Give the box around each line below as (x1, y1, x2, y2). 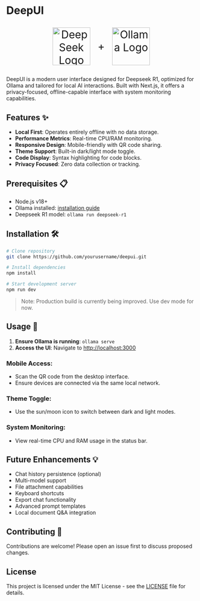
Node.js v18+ (14, 198, 48, 205)
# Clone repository (6, 248, 55, 254)
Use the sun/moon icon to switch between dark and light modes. (14, 408, 176, 415)
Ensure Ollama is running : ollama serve (14, 337, 115, 345)
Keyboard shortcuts (14, 490, 64, 497)
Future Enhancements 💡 (6, 454, 98, 464)
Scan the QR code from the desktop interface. (14, 372, 130, 380)
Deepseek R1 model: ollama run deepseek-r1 (14, 210, 127, 218)
